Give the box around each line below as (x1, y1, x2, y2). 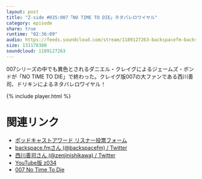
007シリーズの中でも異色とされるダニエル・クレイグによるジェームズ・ (6, 65, 184, 72)
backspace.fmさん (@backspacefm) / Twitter (14, 144, 127, 151)
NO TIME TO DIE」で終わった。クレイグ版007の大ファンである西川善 (22, 73, 194, 80)
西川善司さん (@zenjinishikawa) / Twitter (14, 151, 116, 159)
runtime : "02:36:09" (6, 31, 58, 37)
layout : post (6, 8, 39, 15)
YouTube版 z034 (14, 159, 57, 166)
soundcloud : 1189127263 (6, 48, 66, 54)
